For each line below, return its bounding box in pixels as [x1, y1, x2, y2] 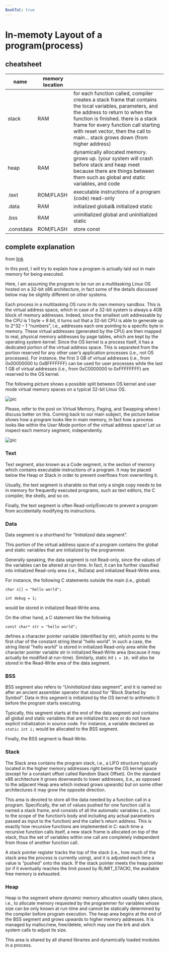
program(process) [5, 40, 83, 51]
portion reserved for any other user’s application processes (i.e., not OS [5, 349, 154, 356]
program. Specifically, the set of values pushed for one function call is [5, 801, 151, 808]
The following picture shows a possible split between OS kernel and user [5, 381, 156, 387]
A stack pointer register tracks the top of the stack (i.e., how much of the [5, 849, 156, 855]
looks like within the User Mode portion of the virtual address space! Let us [5, 422, 161, 428]
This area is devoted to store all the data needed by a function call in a [5, 796, 151, 802]
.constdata [8, 225, 33, 232]
